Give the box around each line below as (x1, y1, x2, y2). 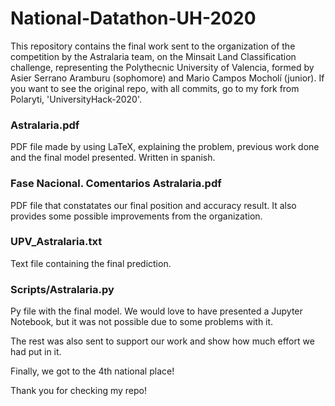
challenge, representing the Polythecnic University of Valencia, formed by (10, 61, 315, 73)
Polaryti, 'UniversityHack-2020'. (10, 93, 142, 105)
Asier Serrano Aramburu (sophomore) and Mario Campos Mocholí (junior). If (10, 72, 325, 84)
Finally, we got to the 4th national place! (10, 365, 175, 377)
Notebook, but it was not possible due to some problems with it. (10, 316, 274, 328)
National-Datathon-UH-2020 (10, 7, 257, 30)
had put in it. (10, 346, 62, 358)
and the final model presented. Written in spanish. (10, 152, 216, 164)
